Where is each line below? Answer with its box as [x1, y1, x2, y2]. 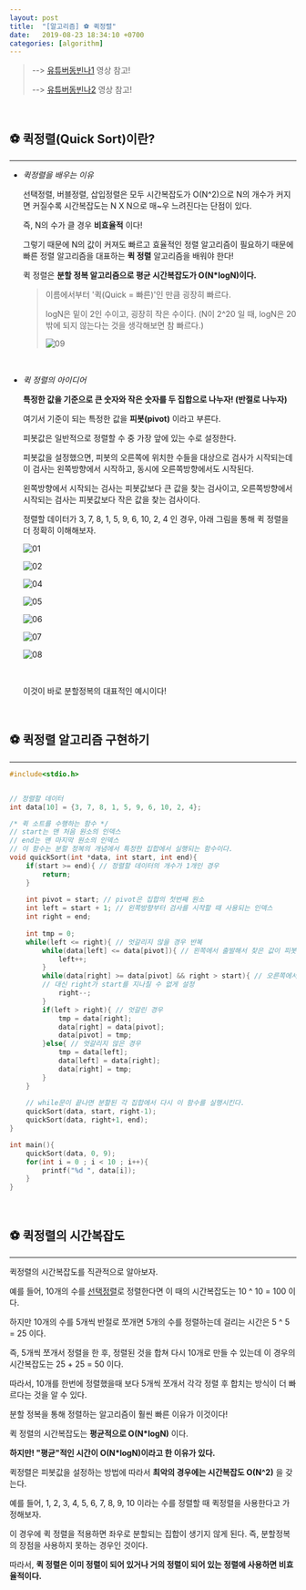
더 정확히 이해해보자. [22, 525, 97, 536]
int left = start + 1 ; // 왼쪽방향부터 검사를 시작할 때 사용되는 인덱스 [25, 904, 273, 913]
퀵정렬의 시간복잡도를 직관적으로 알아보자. [9, 1266, 158, 1277]
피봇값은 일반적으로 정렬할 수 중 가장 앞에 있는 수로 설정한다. [22, 433, 237, 444]
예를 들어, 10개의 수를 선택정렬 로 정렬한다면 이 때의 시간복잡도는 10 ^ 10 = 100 [9, 1286, 287, 1297]
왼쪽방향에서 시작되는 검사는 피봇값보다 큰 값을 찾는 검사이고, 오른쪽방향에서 [22, 483, 293, 494]
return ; [42, 869, 71, 879]
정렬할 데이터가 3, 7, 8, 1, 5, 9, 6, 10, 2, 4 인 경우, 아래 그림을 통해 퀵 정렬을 [22, 514, 290, 525]
